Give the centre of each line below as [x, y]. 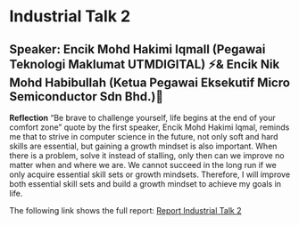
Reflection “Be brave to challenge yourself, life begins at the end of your [143, 118]
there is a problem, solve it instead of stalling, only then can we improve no [147, 156]
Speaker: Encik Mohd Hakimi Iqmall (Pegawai [137, 49]
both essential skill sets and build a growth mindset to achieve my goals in [145, 184]
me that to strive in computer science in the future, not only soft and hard [144, 137]
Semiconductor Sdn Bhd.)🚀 [86, 96]
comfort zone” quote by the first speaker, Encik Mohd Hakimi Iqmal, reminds [149, 127]
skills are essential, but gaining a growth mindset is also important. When [143, 146]
